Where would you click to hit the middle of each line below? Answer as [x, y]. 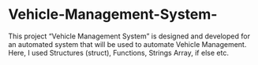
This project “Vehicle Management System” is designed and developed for [129, 36]
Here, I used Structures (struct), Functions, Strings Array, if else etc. [118, 52]
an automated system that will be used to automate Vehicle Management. [127, 44]
